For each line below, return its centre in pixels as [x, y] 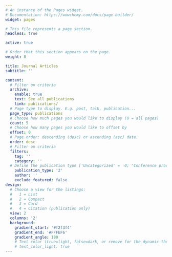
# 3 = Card [24, 204]
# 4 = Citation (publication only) [50, 209]
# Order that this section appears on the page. [58, 52]
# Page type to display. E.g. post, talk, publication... [73, 109]
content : [15, 80]
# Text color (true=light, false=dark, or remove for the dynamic [87, 242]
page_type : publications [36, 113]
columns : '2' [24, 218]
